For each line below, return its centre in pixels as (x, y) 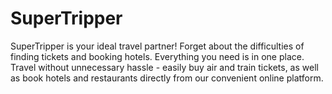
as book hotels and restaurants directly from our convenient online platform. (167, 78)
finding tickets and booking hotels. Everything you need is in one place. (157, 56)
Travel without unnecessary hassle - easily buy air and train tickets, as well (164, 67)
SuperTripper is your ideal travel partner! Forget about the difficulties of (157, 46)
